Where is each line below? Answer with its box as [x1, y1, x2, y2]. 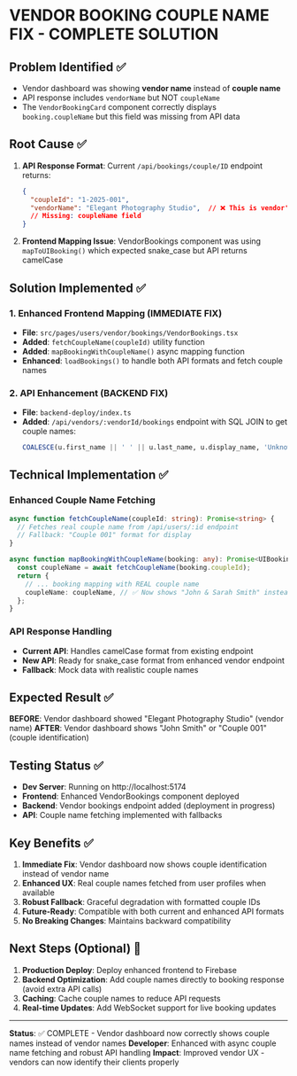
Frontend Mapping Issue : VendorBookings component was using [21, 236, 262, 246]
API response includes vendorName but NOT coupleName [21, 92, 221, 103]
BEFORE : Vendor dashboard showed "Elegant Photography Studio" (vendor [9, 713, 285, 724]
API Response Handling [9, 626, 112, 638]
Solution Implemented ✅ [9, 280, 146, 295]
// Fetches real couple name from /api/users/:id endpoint [17, 522, 240, 532]
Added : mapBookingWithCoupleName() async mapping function [21, 346, 245, 356]
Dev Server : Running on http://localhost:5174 [21, 782, 187, 792]
